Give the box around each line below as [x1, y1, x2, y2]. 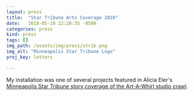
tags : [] [6, 37, 29, 43]
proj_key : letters [6, 54, 53, 60]
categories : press [6, 26, 53, 32]
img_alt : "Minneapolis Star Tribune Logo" [6, 49, 116, 55]
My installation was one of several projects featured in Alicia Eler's [6, 76, 173, 83]
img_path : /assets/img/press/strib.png [6, 43, 108, 49]
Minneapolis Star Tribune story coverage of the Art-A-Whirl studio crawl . [6, 83, 189, 90]
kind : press [6, 32, 36, 38]
